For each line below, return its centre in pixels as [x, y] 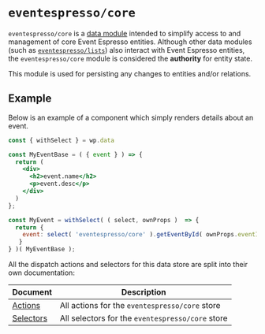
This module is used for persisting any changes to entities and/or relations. [130, 73]
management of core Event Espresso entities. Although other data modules [130, 42]
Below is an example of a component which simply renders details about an [131, 117]
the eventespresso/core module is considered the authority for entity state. [130, 58]
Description [144, 292]
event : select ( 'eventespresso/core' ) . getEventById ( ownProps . [130, 235]
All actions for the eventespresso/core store [140, 305]
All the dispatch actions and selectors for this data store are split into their [128, 264]
